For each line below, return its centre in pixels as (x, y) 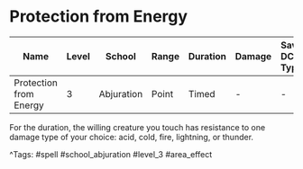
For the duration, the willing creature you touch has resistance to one (138, 127)
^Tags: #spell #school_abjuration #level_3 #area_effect (111, 154)
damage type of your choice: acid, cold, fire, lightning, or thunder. (132, 137)
